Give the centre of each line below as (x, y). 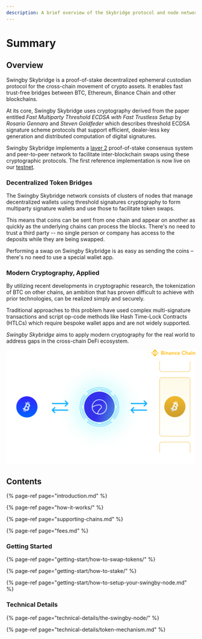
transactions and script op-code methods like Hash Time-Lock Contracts (97, 317)
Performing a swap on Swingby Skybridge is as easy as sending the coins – (100, 251)
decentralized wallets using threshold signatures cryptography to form (93, 202)
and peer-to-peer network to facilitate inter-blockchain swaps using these (98, 154)
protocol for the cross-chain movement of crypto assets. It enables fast (95, 86)
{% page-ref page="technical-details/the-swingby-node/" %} (83, 618)
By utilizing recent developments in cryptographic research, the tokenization (101, 286)
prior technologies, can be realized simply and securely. (76, 299)
